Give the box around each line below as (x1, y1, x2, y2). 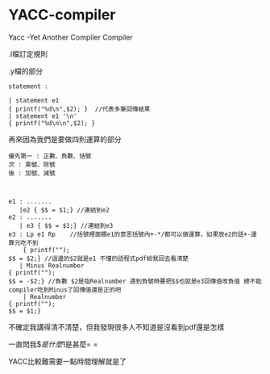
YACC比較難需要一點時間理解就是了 (8, 356, 127, 366)
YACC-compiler (8, 6, 116, 24)
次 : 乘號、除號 (8, 160, 56, 169)
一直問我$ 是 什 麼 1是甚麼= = (8, 339, 98, 349)
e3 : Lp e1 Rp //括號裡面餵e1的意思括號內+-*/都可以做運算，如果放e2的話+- (8, 230, 251, 238)
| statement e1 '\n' (8, 111, 78, 120)
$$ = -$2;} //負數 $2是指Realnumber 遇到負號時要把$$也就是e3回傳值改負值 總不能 (8, 277, 262, 285)
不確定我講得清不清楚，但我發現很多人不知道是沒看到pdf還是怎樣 (8, 321, 225, 332)
